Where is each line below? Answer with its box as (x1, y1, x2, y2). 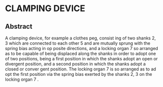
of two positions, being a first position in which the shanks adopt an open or (5, 56, 158, 61)
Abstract (5, 22, 33, 31)
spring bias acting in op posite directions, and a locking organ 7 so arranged (5, 46, 159, 51)
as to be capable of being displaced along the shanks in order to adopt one (5, 51, 156, 56)
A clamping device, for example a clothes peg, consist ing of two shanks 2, (5, 35, 156, 41)
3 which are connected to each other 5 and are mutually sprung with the (5, 40, 150, 46)
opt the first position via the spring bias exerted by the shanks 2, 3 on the (5, 71, 152, 77)
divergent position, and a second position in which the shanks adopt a (5, 61, 146, 67)
